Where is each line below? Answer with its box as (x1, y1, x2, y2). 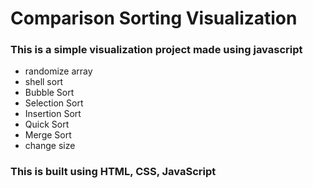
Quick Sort (24, 118, 70, 131)
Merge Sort (24, 129, 72, 141)
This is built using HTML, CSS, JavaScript (10, 165, 217, 179)
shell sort (24, 76, 64, 88)
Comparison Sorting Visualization (10, 7, 298, 30)
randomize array (24, 65, 93, 77)
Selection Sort (24, 97, 84, 109)
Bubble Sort (24, 87, 75, 99)
